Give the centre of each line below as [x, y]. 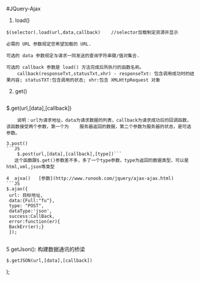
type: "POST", [26, 206]
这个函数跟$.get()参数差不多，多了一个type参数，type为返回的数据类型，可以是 [102, 160]
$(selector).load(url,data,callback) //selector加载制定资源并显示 [92, 32]
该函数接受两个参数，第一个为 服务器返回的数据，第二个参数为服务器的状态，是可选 [99, 127]
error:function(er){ [35, 222]
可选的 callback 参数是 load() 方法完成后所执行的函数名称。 [75, 67]
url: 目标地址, [26, 195]
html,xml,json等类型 [31, 167]
